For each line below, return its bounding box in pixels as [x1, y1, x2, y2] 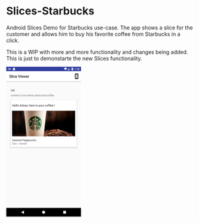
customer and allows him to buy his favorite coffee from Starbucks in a [6, 30, 180, 37]
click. [6, 37, 20, 44]
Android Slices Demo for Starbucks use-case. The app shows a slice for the [6, 24, 193, 31]
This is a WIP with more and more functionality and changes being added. [6, 48, 188, 55]
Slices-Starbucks [6, 4, 94, 18]
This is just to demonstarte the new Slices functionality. [6, 55, 142, 62]
